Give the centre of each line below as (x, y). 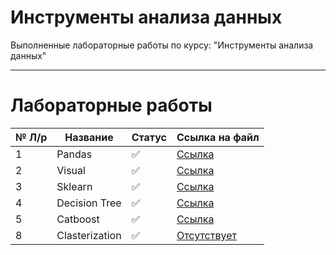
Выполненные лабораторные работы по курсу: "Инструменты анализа (162, 45)
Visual (71, 170)
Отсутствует (206, 235)
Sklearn (74, 186)
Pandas (74, 154)
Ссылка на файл (218, 137)
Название (89, 137)
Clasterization (89, 235)
